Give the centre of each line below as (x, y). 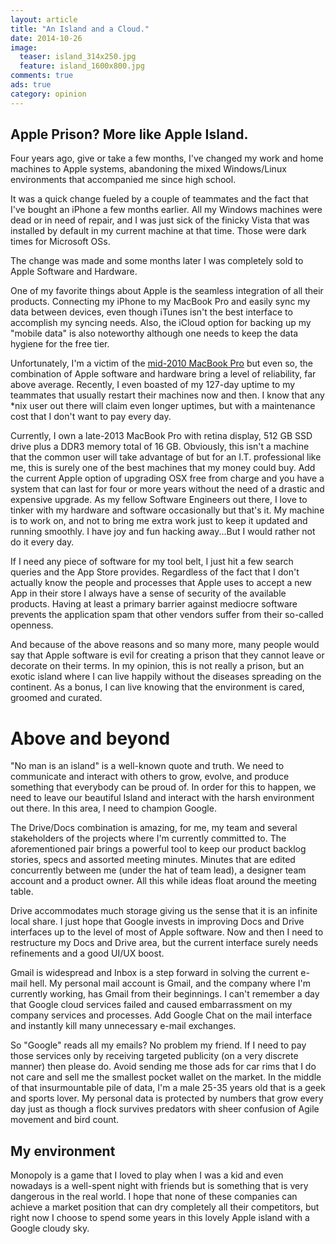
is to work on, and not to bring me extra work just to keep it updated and (159, 521)
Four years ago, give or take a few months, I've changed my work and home (167, 158)
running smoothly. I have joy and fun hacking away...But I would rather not (163, 532)
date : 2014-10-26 (46, 38)
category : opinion (48, 94)
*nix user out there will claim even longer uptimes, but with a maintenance (163, 406)
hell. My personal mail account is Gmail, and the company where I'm (170, 983)
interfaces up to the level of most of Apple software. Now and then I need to (167, 932)
